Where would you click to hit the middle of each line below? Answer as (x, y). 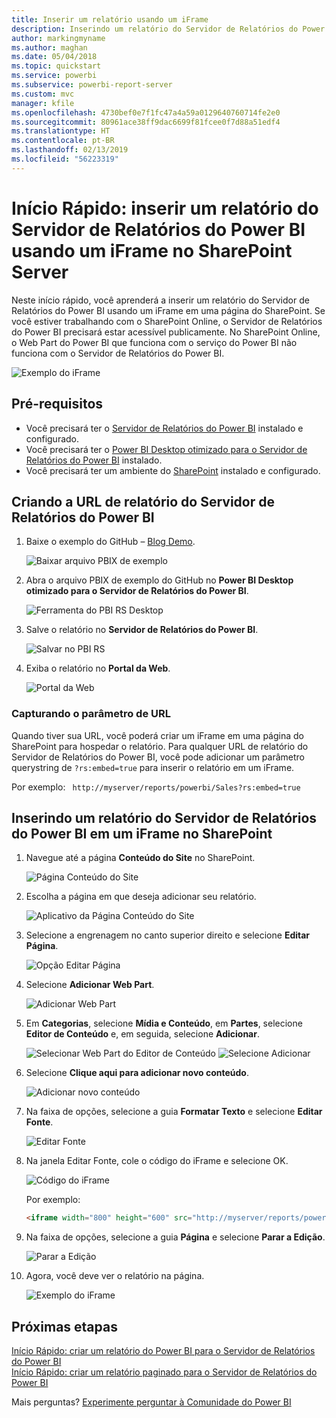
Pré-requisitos (57, 404)
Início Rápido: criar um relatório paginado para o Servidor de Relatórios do (164, 1372)
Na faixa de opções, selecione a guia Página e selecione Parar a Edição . (175, 1237)
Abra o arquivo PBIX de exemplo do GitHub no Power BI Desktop (159, 580)
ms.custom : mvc (43, 94)
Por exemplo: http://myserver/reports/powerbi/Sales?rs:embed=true (156, 787)
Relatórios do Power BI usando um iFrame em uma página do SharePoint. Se (168, 310)
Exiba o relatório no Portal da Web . (98, 668)
